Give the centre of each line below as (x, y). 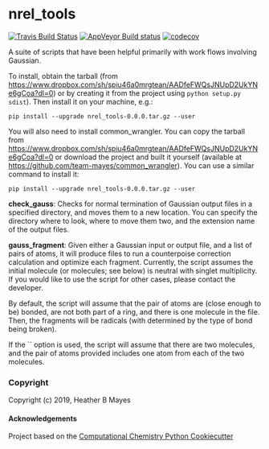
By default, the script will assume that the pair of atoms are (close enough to (135, 303)
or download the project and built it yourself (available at (149, 157)
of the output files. (39, 229)
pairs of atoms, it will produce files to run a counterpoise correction (120, 253)
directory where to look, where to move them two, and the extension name (132, 220)
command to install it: (44, 174)
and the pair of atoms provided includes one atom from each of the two (126, 353)
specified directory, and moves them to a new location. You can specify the (133, 212)
